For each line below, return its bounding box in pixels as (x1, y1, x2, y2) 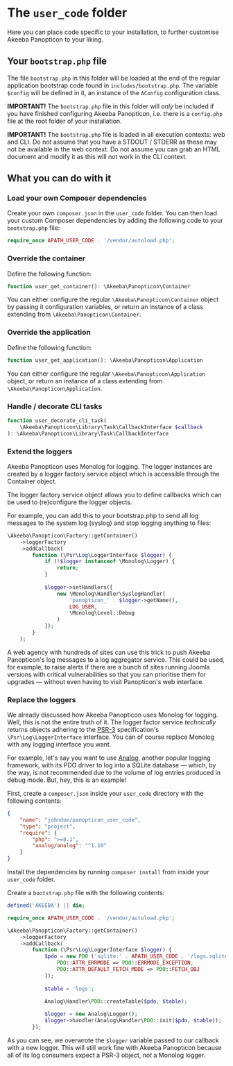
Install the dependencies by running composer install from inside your (7, 868, 209, 876)
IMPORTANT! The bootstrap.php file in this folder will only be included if (7, 102, 214, 110)
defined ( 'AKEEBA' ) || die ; (7, 902, 85, 909)
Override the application (7, 328, 92, 338)
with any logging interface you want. (7, 740, 112, 749)
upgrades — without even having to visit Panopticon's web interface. (7, 677, 205, 685)
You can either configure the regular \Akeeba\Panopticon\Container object (7, 295, 219, 303)
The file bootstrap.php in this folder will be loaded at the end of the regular (7, 74, 221, 82)
